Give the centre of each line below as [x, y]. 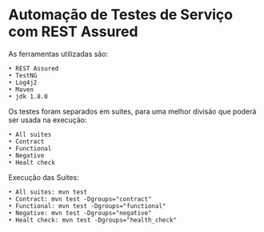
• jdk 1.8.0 [28, 96]
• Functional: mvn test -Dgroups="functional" [87, 206]
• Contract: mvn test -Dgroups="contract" [80, 199]
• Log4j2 [23, 82]
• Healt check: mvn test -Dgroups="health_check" [93, 220]
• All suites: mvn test [48, 192]
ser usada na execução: [48, 120]
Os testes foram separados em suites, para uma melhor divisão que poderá [132, 111]
